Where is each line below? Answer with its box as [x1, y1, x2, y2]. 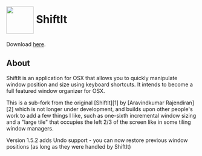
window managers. [6, 124, 54, 132]
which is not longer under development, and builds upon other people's [15, 105, 194, 112]
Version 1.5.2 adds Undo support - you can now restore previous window [6, 137, 189, 144]
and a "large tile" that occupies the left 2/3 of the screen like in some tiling [6, 118, 192, 126]
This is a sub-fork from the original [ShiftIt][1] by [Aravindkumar [6, 99, 165, 106]
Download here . [6, 40, 46, 48]
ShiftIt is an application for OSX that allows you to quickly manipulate [6, 74, 178, 81]
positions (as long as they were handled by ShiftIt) [6, 143, 131, 150]
